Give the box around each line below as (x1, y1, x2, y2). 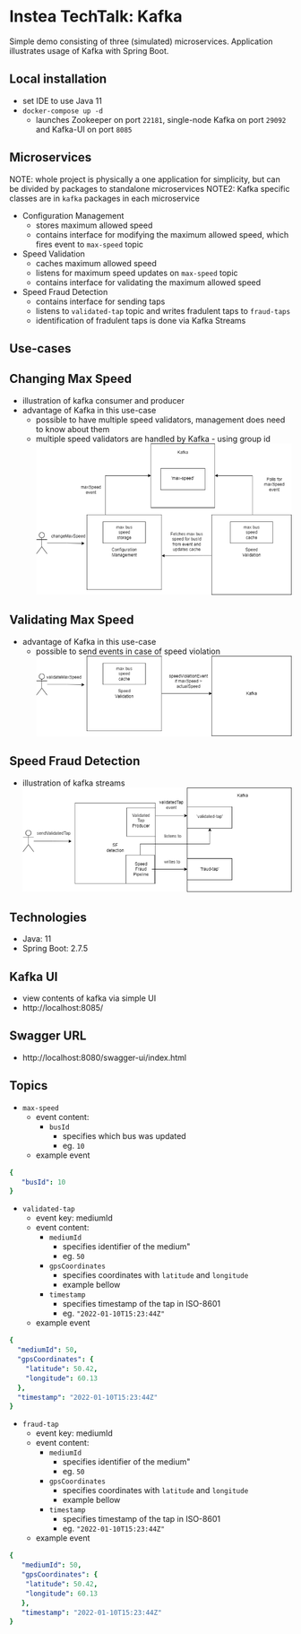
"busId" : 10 (21, 1178, 66, 1186)
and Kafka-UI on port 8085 (35, 124, 133, 135)
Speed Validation (21, 248, 85, 259)
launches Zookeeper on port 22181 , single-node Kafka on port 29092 (35, 114, 287, 125)
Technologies (9, 909, 88, 925)
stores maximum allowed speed (35, 220, 153, 230)
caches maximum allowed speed (35, 257, 157, 268)
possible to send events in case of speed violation (35, 646, 221, 656)
